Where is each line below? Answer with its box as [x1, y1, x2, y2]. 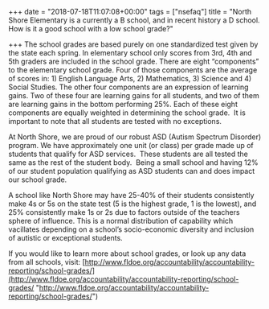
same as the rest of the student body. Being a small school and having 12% [8, 158, 259, 167]
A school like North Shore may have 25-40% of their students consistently [8, 191, 255, 200]
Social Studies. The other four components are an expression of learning [8, 82, 249, 92]
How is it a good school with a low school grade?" [8, 24, 174, 33]
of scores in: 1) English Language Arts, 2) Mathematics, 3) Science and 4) [8, 74, 252, 83]
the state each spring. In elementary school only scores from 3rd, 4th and [8, 48, 253, 57]
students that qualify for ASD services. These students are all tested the [8, 149, 249, 159]
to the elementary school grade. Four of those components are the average [8, 65, 258, 75]
